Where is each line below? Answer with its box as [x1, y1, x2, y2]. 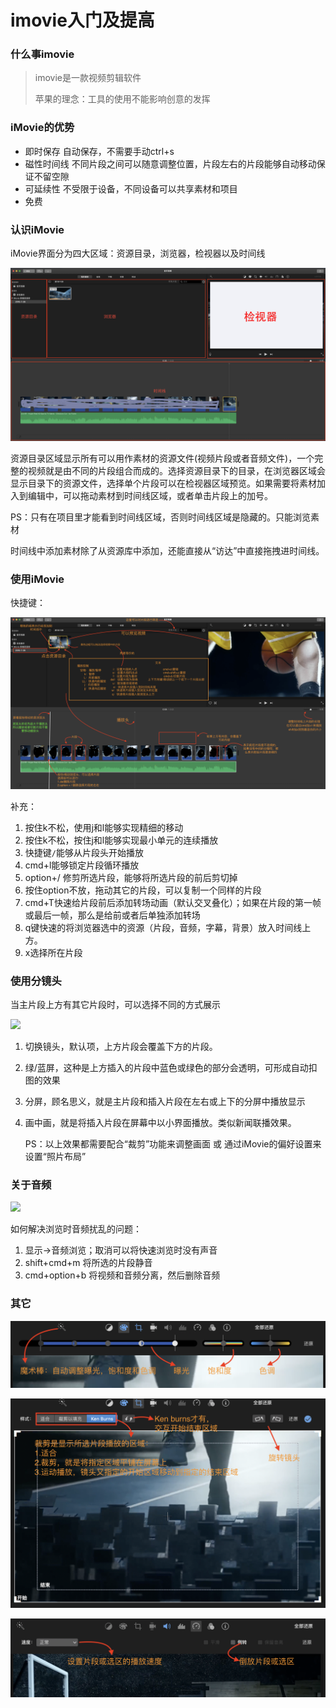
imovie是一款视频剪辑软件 [34, 72, 142, 84]
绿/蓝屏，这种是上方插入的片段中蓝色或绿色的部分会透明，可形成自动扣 [24, 1061, 318, 1073]
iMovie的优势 [10, 121, 75, 135]
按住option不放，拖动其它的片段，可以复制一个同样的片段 [24, 884, 262, 896]
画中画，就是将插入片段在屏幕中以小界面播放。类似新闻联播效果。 [24, 1116, 297, 1128]
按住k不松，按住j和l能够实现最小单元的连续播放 [24, 834, 219, 846]
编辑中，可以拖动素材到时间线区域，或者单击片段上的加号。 [27, 489, 273, 501]
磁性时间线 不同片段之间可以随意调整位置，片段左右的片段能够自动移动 [24, 157, 317, 170]
